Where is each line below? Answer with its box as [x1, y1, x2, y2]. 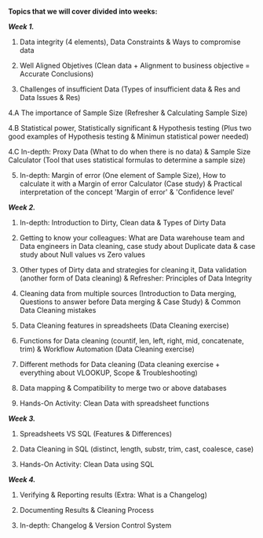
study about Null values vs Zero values [19, 250, 145, 259]
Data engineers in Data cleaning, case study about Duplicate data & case [19, 242, 256, 250]
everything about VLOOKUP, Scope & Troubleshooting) [19, 368, 198, 377]
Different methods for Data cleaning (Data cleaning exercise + [19, 360, 221, 369]
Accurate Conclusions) [19, 69, 94, 78]
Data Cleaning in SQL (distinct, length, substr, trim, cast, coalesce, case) [19, 444, 254, 454]
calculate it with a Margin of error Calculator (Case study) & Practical [19, 179, 243, 188]
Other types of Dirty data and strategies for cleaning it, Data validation [19, 265, 247, 274]
